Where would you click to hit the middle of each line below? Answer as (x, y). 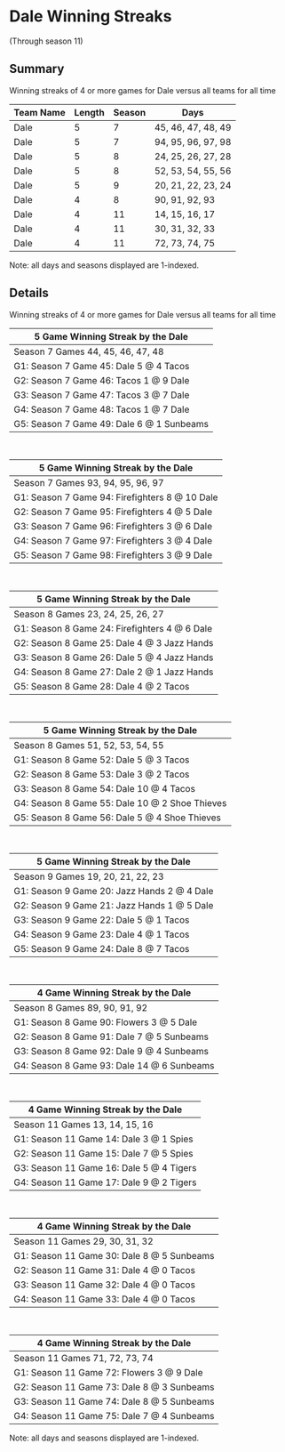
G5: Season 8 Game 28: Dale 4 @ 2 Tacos (102, 686)
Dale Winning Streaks (91, 16)
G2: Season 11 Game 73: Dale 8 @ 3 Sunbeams (114, 1387)
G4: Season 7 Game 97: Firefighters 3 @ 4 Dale (113, 540)
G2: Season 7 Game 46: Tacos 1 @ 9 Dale (102, 380)
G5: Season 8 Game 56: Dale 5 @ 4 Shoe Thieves (118, 818)
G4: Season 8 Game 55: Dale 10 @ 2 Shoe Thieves (120, 803)
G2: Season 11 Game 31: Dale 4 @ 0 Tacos (104, 1270)
